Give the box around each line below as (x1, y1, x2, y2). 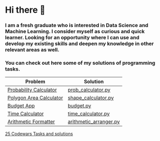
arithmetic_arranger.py (67, 118, 120, 125)
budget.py (67, 102, 91, 109)
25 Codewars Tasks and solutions (5, 131, 73, 137)
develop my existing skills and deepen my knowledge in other (5, 40, 154, 47)
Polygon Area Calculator (7, 94, 63, 101)
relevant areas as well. (5, 47, 60, 53)
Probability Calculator (7, 87, 57, 94)
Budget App (7, 102, 35, 109)
